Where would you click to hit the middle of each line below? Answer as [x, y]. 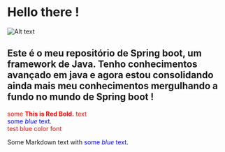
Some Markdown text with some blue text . [68, 142]
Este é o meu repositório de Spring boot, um [104, 53]
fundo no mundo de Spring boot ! [81, 97]
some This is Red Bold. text [47, 114]
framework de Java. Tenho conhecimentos [102, 64]
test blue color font [35, 128]
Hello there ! [43, 12]
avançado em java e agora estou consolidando [110, 75]
